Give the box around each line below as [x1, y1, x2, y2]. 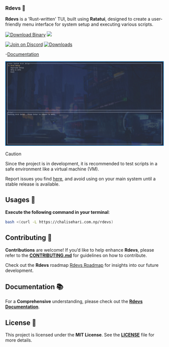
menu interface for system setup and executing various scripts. [22, 21, 153, 27]
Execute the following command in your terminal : [5, 209, 110, 215]
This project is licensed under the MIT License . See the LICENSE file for [5, 332, 155, 338]
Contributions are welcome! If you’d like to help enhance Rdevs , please [5, 247, 154, 253]
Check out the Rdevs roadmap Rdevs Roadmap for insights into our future [5, 262, 159, 268]
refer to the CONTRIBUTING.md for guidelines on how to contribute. [5, 252, 147, 258]
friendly [5, 21, 22, 27]
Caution [5, 151, 22, 157]
